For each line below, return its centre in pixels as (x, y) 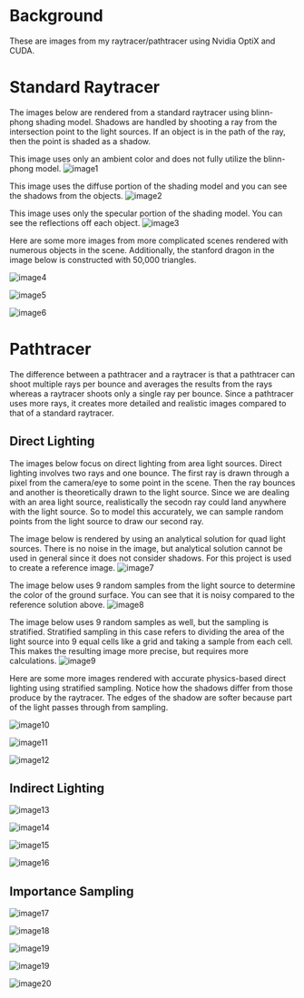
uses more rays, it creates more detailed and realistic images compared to (148, 403)
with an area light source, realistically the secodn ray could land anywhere (148, 502)
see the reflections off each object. (75, 222)
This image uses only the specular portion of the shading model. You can (146, 213)
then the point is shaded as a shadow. (80, 141)
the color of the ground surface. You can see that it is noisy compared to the (152, 594)
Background (56, 16)
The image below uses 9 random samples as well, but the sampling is (139, 621)
